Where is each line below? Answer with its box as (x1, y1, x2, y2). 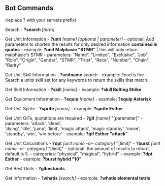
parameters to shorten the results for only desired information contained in (5, 41, 158, 47)
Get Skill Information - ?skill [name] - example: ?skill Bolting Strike (5, 86, 142, 93)
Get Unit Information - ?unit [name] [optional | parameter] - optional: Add (5, 36, 154, 42)
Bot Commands (5, 4, 54, 12)
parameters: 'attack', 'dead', (5, 120, 62, 126)
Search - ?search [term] (5, 27, 55, 32)
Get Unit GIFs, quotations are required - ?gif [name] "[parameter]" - (5, 115, 143, 121)
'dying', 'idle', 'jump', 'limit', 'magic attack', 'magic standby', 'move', (5, 125, 141, 131)
